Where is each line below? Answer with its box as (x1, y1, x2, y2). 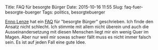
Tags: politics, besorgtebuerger (42, 9, 105, 15)
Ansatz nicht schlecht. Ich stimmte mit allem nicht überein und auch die (5, 24, 149, 30)
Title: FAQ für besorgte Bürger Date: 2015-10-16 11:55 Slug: (5, 4, 124, 10)
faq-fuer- (124, 4, 143, 10)
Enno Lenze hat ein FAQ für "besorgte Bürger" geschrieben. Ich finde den (5, 19, 154, 24)
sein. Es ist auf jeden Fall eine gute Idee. (5, 39, 87, 45)
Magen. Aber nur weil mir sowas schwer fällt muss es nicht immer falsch (5, 34, 151, 40)
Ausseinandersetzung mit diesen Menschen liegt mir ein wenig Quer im (5, 29, 149, 34)
